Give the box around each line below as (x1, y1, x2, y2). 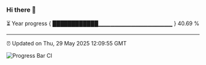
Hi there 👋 (6, 6, 37, 14)
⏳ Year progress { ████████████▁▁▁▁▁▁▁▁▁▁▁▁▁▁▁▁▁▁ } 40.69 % (6, 20, 200, 27)
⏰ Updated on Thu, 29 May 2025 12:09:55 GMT (6, 40, 127, 47)
